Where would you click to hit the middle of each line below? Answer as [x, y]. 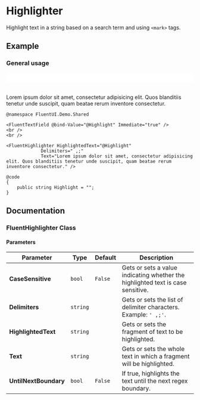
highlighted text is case [154, 283]
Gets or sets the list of [152, 300]
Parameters [21, 242]
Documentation [36, 211]
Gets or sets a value [149, 268]
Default [106, 258]
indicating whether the [153, 275]
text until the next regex [155, 381]
